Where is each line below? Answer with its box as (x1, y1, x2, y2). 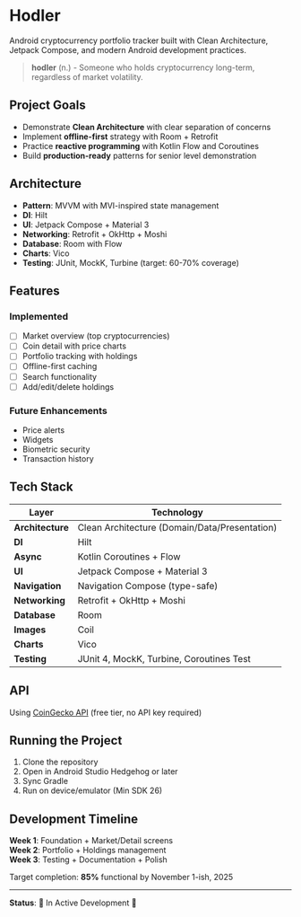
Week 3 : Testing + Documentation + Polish (9, 854, 168, 865)
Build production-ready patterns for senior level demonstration (21, 150, 257, 161)
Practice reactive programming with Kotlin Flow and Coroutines (21, 140, 260, 151)
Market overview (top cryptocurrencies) (21, 331, 170, 341)
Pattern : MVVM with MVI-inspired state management (21, 199, 219, 211)
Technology (150, 506, 203, 518)
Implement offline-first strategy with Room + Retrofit (21, 131, 219, 142)
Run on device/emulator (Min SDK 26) (21, 785, 163, 796)
